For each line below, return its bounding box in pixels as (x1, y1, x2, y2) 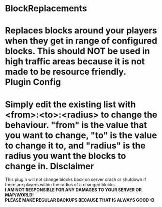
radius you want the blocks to (5, 150, 126, 161)
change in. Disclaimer (5, 160, 94, 172)
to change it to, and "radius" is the (5, 140, 146, 151)
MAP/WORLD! (5, 192, 34, 198)
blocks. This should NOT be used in (5, 46, 150, 57)
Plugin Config (5, 77, 61, 88)
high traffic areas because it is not (5, 56, 145, 67)
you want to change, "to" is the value (5, 129, 157, 141)
